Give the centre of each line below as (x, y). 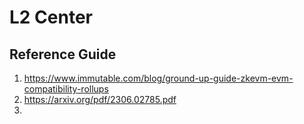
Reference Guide (63, 54)
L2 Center (51, 17)
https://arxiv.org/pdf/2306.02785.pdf (100, 99)
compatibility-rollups (66, 89)
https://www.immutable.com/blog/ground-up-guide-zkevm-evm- (158, 78)
